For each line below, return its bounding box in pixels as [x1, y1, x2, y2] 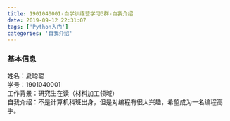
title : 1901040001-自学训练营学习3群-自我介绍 [7, 10, 134, 17]
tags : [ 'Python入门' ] [7, 23, 69, 30]
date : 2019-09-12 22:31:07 [7, 17, 87, 24]
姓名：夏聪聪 [7, 71, 44, 80]
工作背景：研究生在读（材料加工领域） [7, 89, 118, 97]
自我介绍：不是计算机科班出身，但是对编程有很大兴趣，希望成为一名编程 [7, 97, 217, 106]
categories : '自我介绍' [7, 29, 72, 37]
